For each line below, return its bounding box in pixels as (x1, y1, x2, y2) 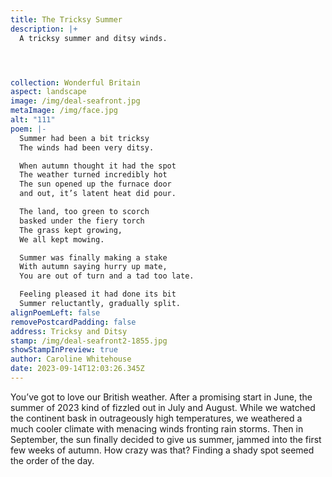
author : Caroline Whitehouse (10, 354, 132, 365)
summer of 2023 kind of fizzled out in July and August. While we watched (10, 401, 316, 413)
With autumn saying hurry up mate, (19, 262, 168, 272)
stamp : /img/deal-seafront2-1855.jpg (10, 336, 168, 346)
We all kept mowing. (19, 234, 105, 245)
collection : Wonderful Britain (10, 77, 141, 88)
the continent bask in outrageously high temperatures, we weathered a (10, 412, 303, 424)
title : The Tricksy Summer (10, 14, 123, 25)
